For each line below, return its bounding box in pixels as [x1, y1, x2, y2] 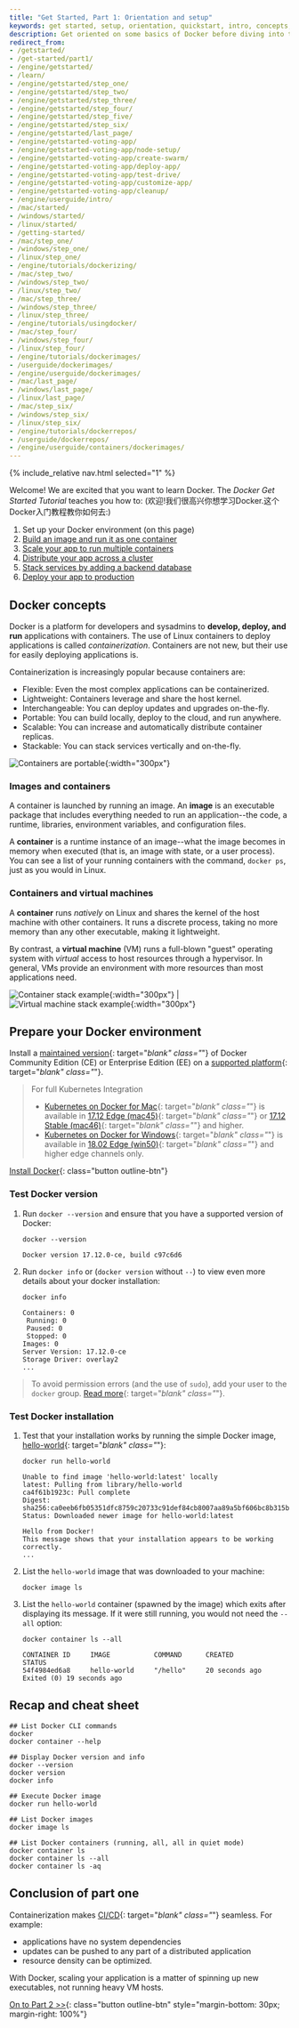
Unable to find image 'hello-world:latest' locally [21, 1472, 218, 1482]
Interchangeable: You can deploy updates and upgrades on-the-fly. [21, 702, 270, 713]
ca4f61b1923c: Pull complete [21, 1488, 131, 1497]
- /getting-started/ [9, 228, 86, 237]
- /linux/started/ [9, 220, 77, 229]
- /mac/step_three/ [9, 295, 82, 303]
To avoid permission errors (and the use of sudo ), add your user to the [30, 1378, 287, 1389]
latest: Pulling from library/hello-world [21, 1480, 182, 1489]
